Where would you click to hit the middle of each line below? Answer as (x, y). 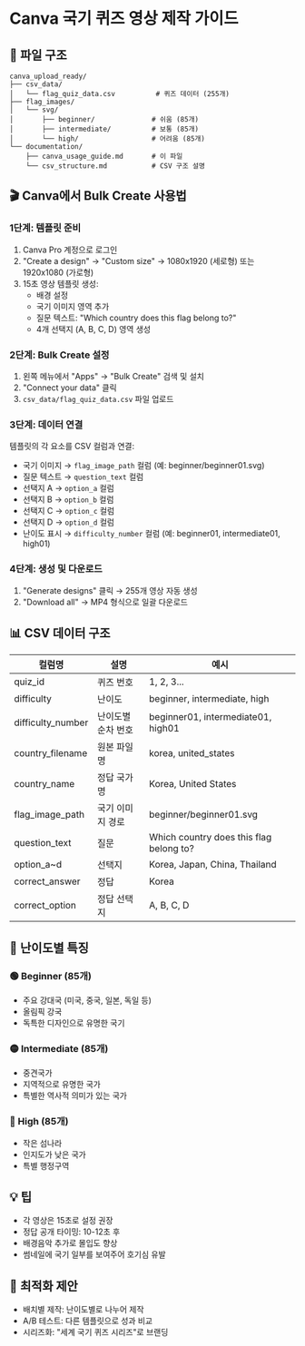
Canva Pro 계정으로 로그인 (70, 250)
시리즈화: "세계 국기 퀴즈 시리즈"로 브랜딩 (95, 1332)
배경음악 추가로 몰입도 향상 (70, 1243)
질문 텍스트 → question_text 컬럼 (83, 477)
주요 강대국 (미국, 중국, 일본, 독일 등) (87, 1000)
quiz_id (30, 682)
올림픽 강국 (42, 1012)
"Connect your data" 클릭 (69, 388)
